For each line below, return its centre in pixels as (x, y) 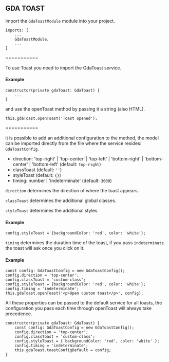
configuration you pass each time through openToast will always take (79, 309)
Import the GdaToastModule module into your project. (60, 21)
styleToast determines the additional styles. (52, 211)
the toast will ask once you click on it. (45, 248)
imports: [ (17, 30)
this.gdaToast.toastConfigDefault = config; (63, 350)
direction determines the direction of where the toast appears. (72, 191)
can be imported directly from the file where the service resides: (73, 143)
